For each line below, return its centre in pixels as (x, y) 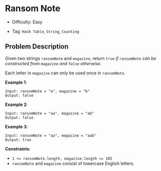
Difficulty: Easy (27, 22)
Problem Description (37, 47)
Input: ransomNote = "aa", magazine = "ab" (50, 113)
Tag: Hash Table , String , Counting (46, 31)
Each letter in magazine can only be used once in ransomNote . (65, 73)
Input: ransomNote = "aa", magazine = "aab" (51, 136)
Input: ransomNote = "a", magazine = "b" (48, 91)
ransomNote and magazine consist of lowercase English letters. (73, 163)
